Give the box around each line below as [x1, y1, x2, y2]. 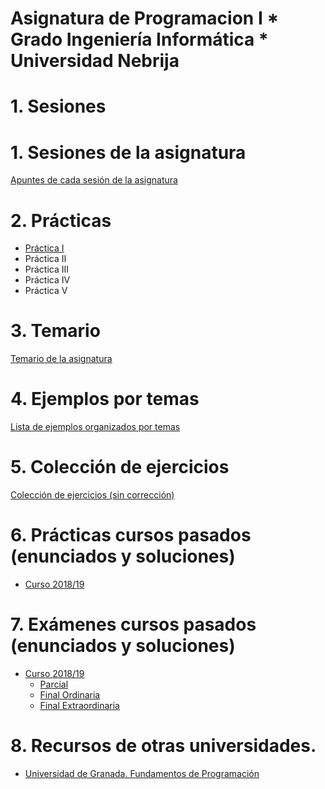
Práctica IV [24, 274, 71, 286]
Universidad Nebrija [10, 50, 180, 72]
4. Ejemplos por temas [10, 388, 200, 411]
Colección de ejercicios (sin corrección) [10, 489, 175, 501]
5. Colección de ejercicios [10, 456, 230, 479]
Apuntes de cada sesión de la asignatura [10, 174, 178, 186]
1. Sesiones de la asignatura [10, 141, 247, 164]
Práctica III [24, 263, 70, 276]
